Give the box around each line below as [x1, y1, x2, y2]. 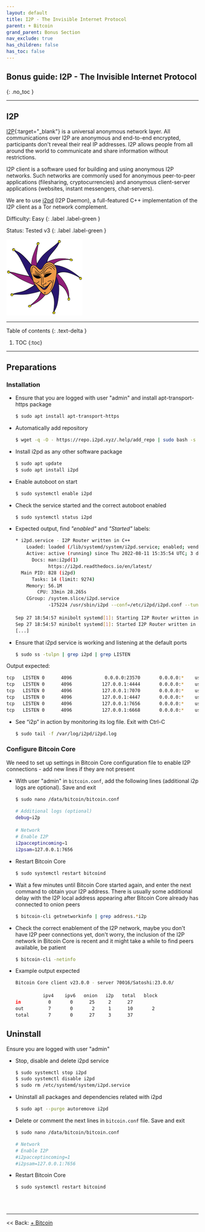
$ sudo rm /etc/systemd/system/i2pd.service [15, 1083, 131, 1089]
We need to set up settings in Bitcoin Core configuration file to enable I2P [6, 759, 191, 766]
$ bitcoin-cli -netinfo [15, 956, 76, 962]
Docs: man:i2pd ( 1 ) [31, 557, 79, 564]
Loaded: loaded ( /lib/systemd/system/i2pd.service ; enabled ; [26, 544, 185, 550]
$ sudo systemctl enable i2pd [15, 490, 93, 496]
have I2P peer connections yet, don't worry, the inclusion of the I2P [15, 931, 185, 938]
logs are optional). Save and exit [15, 784, 96, 791]
